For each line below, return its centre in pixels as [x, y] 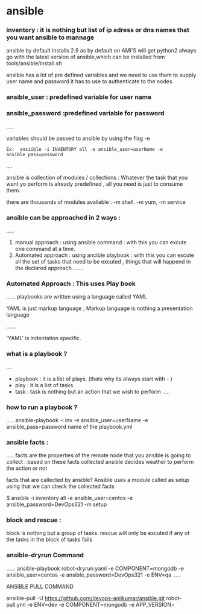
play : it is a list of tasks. [45, 385]
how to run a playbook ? [42, 407]
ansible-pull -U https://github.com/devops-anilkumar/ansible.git [86, 598]
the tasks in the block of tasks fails [49, 540]
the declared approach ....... [49, 268]
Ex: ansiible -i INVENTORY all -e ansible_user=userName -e [85, 149]
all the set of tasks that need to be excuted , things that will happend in [103, 261]
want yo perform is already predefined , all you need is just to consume [95, 184]
